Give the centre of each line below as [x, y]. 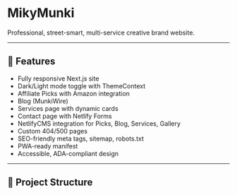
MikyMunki [41, 13]
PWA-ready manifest [48, 146]
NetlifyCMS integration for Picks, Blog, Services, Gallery [99, 123]
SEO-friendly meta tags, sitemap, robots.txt [81, 138]
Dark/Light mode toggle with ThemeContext [81, 85]
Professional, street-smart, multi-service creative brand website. [101, 32]
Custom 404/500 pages [53, 131]
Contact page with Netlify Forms [65, 116]
